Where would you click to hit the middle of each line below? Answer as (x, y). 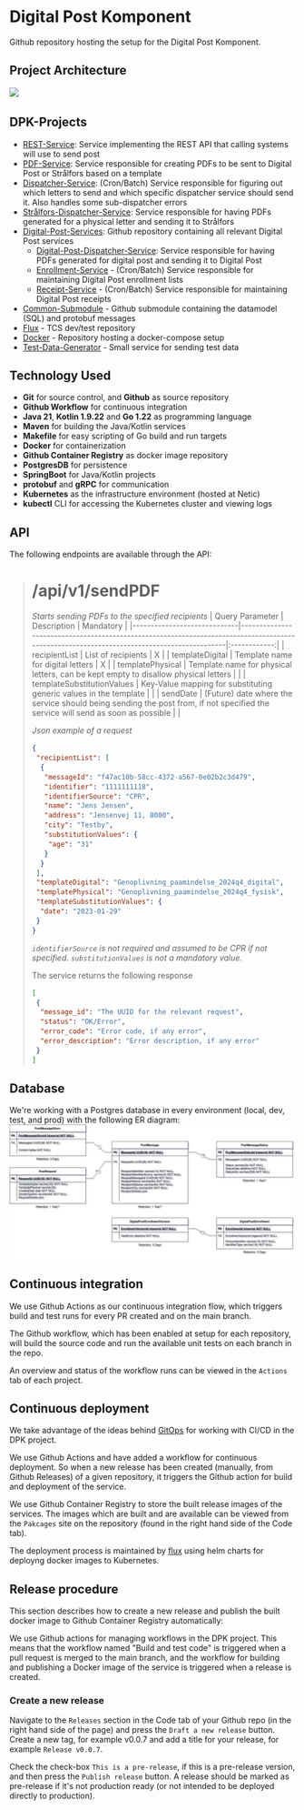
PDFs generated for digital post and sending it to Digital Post (149, 260)
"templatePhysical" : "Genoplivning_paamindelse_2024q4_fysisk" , (160, 892)
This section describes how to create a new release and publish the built (145, 1611)
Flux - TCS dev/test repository (79, 327)
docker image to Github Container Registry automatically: (117, 1621)
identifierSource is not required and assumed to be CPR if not (149, 948)
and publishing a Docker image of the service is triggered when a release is (151, 1667)
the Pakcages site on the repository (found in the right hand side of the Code (151, 1523)
